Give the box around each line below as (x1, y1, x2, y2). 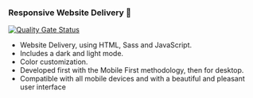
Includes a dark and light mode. (19, 49, 124, 58)
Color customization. (19, 57, 88, 66)
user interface (19, 82, 66, 92)
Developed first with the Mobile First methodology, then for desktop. (19, 66, 244, 75)
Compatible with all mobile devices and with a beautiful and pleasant (19, 74, 245, 84)
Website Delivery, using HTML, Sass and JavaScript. (19, 40, 193, 50)
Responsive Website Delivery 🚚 (8, 7, 132, 18)
